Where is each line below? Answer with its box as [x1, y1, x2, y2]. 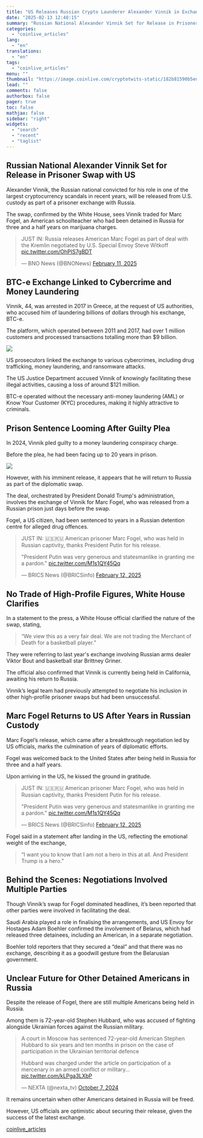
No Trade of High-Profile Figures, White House [6, 589, 185, 599]
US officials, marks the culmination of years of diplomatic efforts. [6, 743, 168, 750]
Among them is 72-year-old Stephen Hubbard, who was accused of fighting [6, 1017, 196, 1024]
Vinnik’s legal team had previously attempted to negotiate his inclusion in [6, 687, 187, 694]
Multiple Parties [6, 884, 68, 894]
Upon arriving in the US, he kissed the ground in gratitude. [6, 772, 152, 780]
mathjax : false [6, 110, 45, 116]
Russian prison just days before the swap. [6, 505, 111, 512]
